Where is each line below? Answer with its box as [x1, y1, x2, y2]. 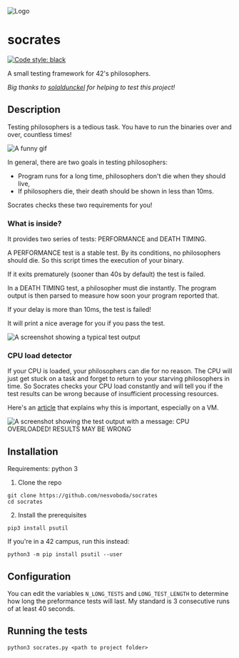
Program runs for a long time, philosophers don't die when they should [17, 171, 226, 180]
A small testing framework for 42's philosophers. [7, 69, 151, 78]
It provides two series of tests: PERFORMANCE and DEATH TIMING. [7, 235, 207, 243]
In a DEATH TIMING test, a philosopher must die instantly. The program [7, 284, 216, 293]
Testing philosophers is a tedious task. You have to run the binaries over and [7, 122, 232, 131]
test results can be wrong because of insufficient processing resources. [7, 390, 219, 398]
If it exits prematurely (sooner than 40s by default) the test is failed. [7, 270, 205, 278]
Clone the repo [17, 478, 62, 487]
